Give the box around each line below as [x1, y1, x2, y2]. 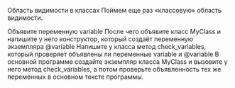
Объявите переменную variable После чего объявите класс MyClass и [7, 28, 222, 35]
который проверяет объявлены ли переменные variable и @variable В [7, 50, 219, 58]
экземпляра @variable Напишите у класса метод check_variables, [7, 43, 207, 50]
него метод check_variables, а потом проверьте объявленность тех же [7, 65, 222, 73]
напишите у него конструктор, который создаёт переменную [7, 35, 194, 43]
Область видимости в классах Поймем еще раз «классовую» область [7, 6, 222, 14]
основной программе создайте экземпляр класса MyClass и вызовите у [7, 57, 229, 66]
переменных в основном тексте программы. [7, 72, 144, 81]
